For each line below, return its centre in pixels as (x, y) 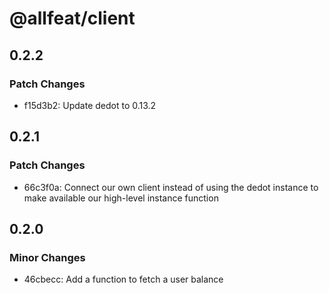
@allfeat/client (72, 18)
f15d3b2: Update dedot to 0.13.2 (90, 105)
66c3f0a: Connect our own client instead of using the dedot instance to (171, 187)
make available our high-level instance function (121, 198)
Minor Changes (47, 257)
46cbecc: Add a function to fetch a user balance (123, 279)
